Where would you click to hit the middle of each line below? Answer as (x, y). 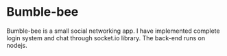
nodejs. (17, 45)
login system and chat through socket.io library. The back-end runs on (106, 38)
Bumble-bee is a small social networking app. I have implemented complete (113, 31)
